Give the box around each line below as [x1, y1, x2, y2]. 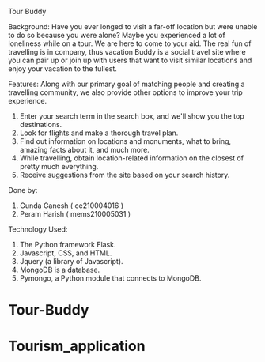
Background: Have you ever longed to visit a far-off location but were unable [8, 22, 258, 31]
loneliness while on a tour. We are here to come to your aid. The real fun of [8, 39, 252, 48]
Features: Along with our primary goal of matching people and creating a [8, 79, 245, 89]
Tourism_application [8, 337, 146, 355]
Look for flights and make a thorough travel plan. [19, 128, 179, 138]
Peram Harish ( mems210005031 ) [19, 209, 131, 218]
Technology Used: [8, 224, 68, 234]
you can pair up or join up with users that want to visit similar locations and [8, 55, 252, 65]
